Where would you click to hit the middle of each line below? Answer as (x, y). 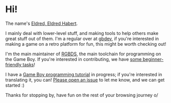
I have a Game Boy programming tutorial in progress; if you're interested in (84, 74)
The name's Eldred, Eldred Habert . (42, 23)
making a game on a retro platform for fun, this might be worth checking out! (86, 44)
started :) (15, 85)
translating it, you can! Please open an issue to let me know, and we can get (85, 80)
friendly (14, 64)
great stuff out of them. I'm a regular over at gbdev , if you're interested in (82, 39)
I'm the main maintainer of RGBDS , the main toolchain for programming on (83, 54)
